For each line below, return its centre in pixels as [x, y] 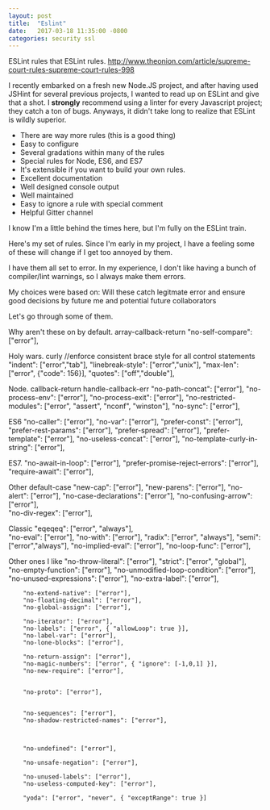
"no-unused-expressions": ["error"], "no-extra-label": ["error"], [114, 578]
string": [21, 448]
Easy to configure [49, 144]
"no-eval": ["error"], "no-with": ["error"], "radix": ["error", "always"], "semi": [135, 537]
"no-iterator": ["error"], [68, 622]
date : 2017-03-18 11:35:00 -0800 [68, 31]
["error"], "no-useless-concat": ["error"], [112, 439]
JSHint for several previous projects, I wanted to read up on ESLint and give [134, 94]
